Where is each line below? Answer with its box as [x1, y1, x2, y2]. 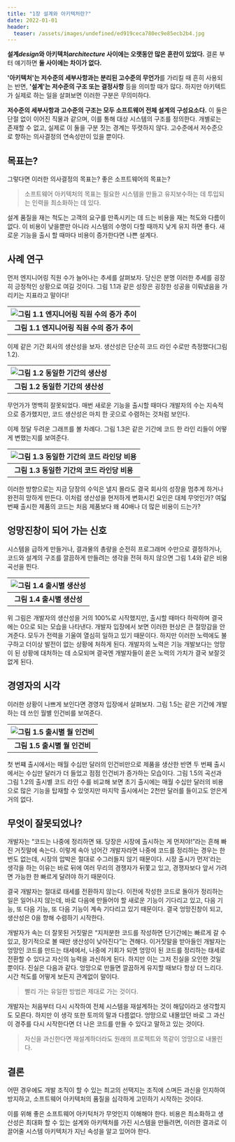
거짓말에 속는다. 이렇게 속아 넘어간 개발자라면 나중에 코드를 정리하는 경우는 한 [14, 846, 226, 854]
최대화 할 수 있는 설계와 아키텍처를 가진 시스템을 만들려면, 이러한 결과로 [25, 1118, 220, 1127]
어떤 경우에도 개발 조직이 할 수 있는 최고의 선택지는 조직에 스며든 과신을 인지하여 [7, 1086, 226, 1094]
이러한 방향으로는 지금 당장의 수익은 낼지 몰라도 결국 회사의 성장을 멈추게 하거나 [7, 485, 224, 493]
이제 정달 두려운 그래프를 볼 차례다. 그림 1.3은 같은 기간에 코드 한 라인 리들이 [7, 424, 215, 433]
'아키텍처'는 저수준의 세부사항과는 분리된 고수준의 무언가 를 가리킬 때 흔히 [7, 74, 205, 82]
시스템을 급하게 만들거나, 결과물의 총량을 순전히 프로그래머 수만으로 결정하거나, [7, 544, 222, 553]
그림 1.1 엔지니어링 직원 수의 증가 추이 [14, 323, 134, 332]
